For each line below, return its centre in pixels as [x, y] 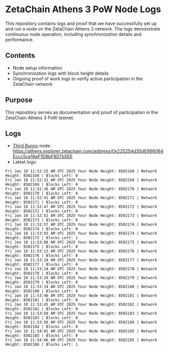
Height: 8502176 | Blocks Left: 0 [42, 256]
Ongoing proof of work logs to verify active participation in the [78, 78]
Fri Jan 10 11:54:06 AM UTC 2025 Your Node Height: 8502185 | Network [81, 340]
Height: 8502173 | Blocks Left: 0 [42, 220]
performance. [19, 40]
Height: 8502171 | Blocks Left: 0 [42, 202]
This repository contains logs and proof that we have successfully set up [81, 23]
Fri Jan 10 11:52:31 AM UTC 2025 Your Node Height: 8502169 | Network [81, 180]
